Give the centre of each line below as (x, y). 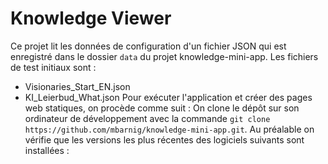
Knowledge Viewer (91, 18)
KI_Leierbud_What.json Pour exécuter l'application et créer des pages (168, 97)
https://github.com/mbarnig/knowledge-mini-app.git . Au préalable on (169, 129)
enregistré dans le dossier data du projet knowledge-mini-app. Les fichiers (164, 56)
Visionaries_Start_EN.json (77, 86)
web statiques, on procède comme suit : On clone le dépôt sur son (162, 108)
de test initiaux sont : (53, 67)
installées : (47, 150)
